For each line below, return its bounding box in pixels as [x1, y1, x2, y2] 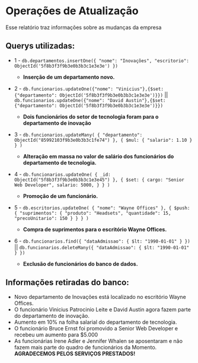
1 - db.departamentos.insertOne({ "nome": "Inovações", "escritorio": [14, 56, 189, 63]
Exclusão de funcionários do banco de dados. [23, 260, 138, 268]
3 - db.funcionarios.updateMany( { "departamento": [14, 130, 143, 138]
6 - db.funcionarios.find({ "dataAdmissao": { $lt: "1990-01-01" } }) [14, 237, 190, 244]
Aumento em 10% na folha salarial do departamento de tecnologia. [14, 319, 177, 326]
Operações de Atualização [5, 4, 139, 18]
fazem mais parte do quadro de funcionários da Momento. [14, 343, 157, 351]
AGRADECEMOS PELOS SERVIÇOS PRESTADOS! [14, 350, 136, 357]
